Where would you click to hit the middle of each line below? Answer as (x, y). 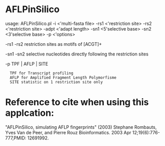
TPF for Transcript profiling (42, 73)
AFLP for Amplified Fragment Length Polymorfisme (63, 77)
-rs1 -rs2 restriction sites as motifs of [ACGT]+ (54, 44)
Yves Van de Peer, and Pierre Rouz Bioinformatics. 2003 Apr (68, 132)
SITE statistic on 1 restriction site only (56, 82)
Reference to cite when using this (77, 102)
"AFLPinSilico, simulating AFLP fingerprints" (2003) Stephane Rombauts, (81, 127)
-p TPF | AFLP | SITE (27, 64)
